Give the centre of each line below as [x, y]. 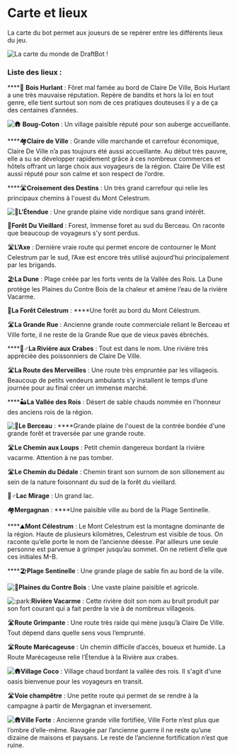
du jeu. [17, 40]
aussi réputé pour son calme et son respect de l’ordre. [86, 174]
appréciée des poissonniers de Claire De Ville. [75, 356]
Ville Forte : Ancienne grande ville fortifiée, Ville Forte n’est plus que [120, 720]
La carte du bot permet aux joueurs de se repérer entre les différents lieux [115, 33]
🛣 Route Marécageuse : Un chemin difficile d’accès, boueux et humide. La [116, 647]
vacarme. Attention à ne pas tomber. [60, 458]
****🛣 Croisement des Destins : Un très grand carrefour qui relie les [108, 188]
